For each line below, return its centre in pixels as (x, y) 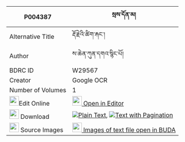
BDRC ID (22, 70)
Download (35, 117)
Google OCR (90, 80)
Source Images (42, 130)
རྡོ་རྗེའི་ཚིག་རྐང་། (89, 34)
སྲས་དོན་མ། (124, 15)
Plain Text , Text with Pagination (126, 115)
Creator (20, 80)
